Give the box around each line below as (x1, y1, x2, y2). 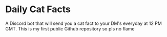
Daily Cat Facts (5, 4, 71, 15)
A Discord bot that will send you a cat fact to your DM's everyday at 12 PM (5, 20, 162, 26)
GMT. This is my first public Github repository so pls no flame (5, 25, 135, 31)
